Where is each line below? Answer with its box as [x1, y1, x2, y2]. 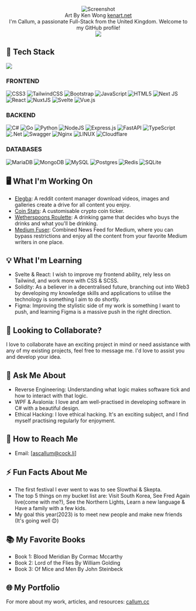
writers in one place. [14, 238, 64, 246]
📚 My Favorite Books [6, 534, 86, 545]
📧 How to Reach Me [6, 434, 78, 444]
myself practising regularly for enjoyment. [14, 417, 116, 424]
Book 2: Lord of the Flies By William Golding [14, 559, 121, 566]
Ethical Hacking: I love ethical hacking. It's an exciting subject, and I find [14, 410, 189, 417]
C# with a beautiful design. [14, 405, 80, 412]
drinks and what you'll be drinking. [14, 220, 98, 227]
